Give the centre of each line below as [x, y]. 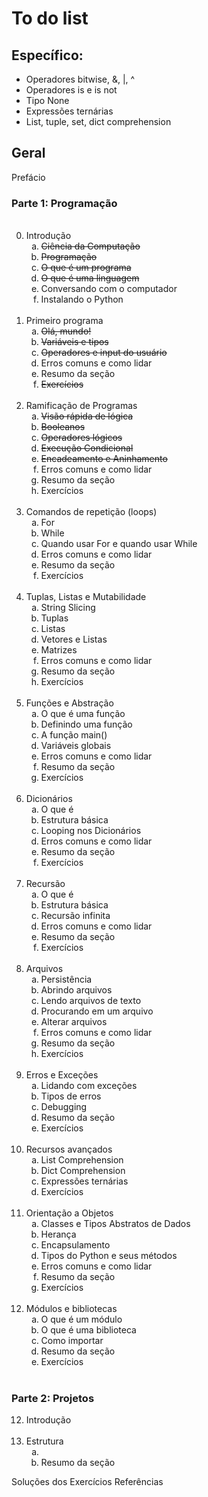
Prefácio [28, 177]
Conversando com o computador [109, 289]
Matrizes [59, 650]
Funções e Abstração [69, 703]
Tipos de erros [71, 1096]
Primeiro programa [64, 321]
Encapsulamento [75, 1245]
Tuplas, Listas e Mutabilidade [86, 597]
